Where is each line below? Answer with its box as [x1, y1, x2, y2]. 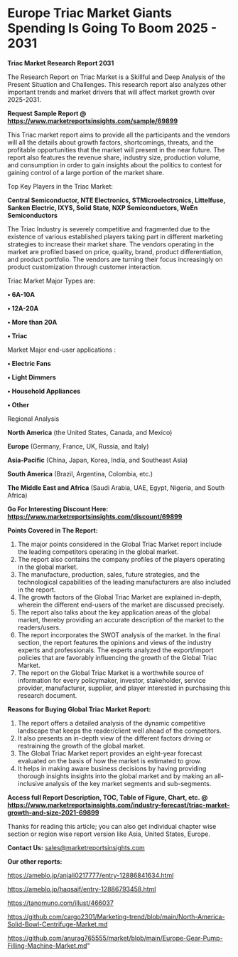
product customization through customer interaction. [7, 262, 162, 271]
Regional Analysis [7, 414, 60, 423]
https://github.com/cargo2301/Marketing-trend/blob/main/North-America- [7, 912, 225, 921]
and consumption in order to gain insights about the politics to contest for [7, 160, 222, 169]
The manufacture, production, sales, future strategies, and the [17, 570, 200, 578]
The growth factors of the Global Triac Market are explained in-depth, [17, 592, 222, 601]
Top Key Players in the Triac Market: [7, 182, 114, 190]
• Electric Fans [7, 359, 51, 367]
